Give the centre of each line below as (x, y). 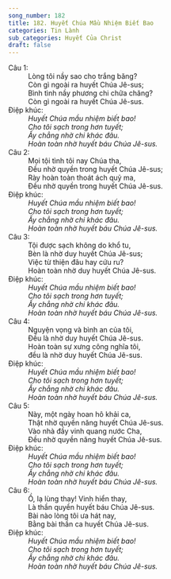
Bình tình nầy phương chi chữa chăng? (90, 93)
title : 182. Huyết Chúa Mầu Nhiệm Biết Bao (81, 23)
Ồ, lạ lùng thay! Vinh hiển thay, (78, 499)
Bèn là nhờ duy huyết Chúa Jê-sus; (85, 254)
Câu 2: (19, 153)
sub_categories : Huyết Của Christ (65, 38)
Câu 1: (19, 68)
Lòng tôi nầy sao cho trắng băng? (83, 76)
